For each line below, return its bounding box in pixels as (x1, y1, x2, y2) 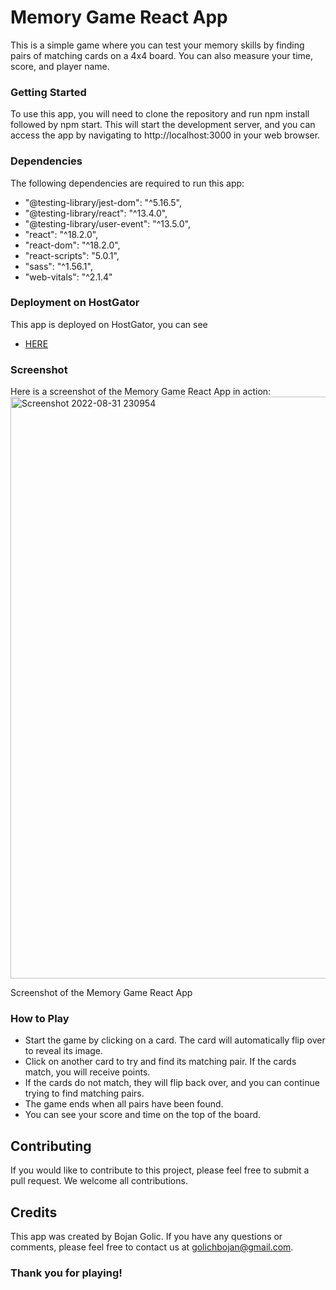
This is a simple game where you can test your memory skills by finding (10, 39, 305, 51)
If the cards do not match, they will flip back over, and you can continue (24, 1077, 320, 1089)
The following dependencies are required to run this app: (10, 177, 245, 189)
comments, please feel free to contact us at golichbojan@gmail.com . (10, 1241, 294, 1253)
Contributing (10, 1137, 92, 1155)
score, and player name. (10, 60, 110, 72)
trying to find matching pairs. (24, 1087, 145, 1100)
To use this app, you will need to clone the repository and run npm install (10, 108, 310, 120)
